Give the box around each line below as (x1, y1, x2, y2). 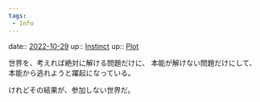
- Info (11, 19, 35, 27)
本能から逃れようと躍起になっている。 (8, 67, 135, 77)
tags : (8, 11, 27, 20)
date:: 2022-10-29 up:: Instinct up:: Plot (8, 41, 139, 51)
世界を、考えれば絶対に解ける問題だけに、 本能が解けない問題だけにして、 (8, 58, 257, 67)
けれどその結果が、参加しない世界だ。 (8, 85, 135, 95)
